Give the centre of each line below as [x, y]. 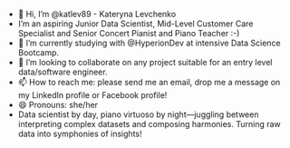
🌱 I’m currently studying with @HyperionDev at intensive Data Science [149, 43]
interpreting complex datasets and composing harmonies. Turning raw [149, 124]
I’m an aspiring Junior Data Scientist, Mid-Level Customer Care [135, 24]
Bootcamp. [39, 53]
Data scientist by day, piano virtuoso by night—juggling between [138, 114]
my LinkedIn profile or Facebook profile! [92, 95]
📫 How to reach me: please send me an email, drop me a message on [149, 82]
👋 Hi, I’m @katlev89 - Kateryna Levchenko [97, 14]
